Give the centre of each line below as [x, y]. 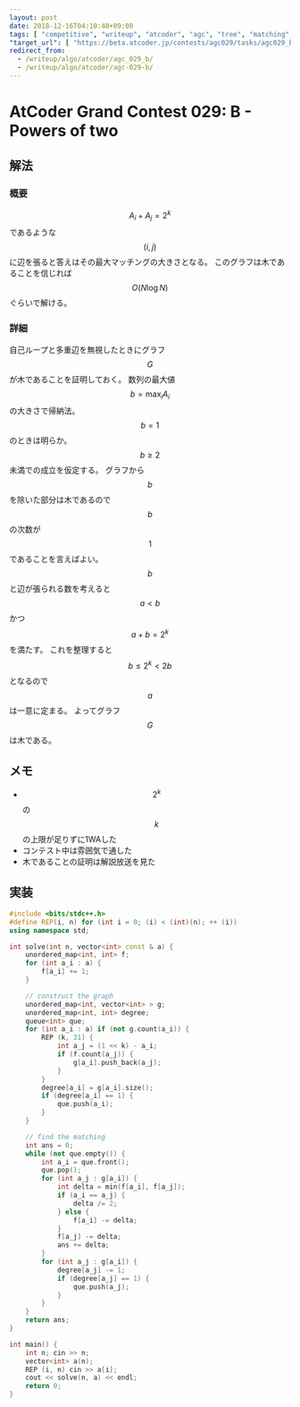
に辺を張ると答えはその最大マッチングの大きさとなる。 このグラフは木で [143, 262]
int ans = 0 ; [50, 1145]
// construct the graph [70, 996]
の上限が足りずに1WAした [70, 840]
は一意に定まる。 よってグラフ [65, 710]
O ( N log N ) [150, 288]
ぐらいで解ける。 [41, 303]
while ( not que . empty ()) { [75, 1154]
